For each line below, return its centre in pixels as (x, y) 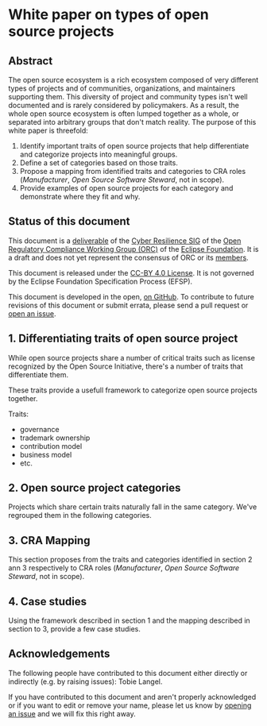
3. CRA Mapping (49, 541)
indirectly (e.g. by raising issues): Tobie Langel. (85, 682)
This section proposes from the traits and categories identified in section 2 (130, 560)
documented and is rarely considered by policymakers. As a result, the (124, 105)
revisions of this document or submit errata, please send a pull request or (128, 305)
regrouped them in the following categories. (80, 516)
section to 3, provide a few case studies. (75, 629)
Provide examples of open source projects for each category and (126, 188)
